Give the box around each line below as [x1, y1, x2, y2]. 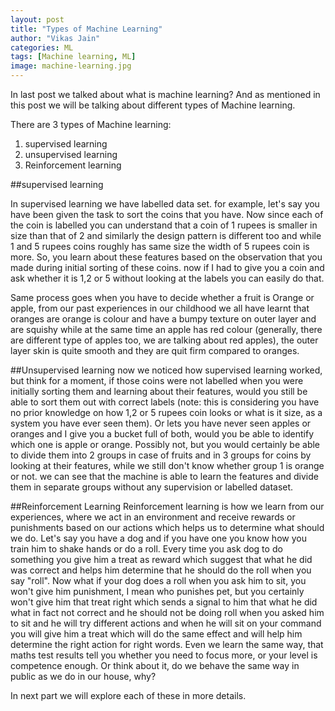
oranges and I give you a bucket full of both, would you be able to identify [10, 428, 315, 440]
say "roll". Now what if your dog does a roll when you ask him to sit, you [10, 575, 307, 586]
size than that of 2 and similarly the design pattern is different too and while [10, 230, 322, 241]
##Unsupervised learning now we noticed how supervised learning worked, [10, 364, 323, 376]
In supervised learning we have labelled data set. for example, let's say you [10, 198, 320, 210]
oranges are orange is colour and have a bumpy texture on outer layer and [10, 313, 317, 325]
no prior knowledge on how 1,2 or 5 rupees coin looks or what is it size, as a [10, 407, 323, 418]
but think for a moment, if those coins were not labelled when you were [10, 375, 304, 386]
